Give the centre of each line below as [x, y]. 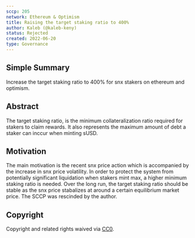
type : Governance [27, 44]
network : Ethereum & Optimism [43, 17]
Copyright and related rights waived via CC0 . [60, 229]
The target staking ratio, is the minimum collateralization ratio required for [94, 120]
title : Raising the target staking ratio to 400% [68, 22]
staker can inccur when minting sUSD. [52, 133]
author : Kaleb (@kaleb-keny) [41, 28]
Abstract [22, 107]
